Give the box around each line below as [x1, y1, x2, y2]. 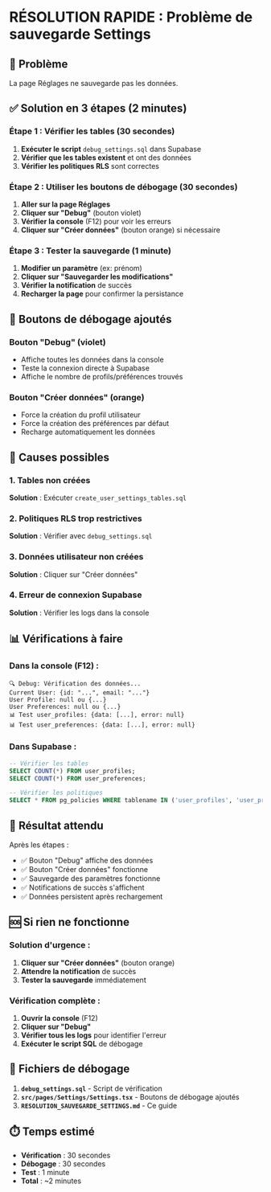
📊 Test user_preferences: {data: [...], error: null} [9, 720, 195, 729]
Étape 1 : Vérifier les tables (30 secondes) [9, 125, 175, 137]
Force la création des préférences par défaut [20, 419, 170, 428]
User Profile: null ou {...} [9, 695, 107, 703]
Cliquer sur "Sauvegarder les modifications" [20, 272, 174, 281]
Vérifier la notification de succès [20, 281, 132, 290]
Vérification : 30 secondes [20, 1150, 111, 1160]
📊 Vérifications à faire [9, 632, 123, 646]
